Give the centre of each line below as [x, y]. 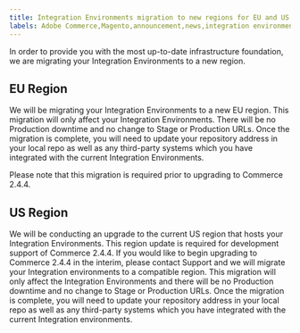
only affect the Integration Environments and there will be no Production [142, 281]
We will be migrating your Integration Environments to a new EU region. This [149, 110]
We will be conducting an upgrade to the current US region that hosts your [146, 234]
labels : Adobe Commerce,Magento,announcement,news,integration [129, 26]
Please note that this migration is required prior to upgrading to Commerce [146, 175]
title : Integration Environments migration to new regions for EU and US [150, 17]
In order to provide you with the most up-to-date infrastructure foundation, [146, 51]
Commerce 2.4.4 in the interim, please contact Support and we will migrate [147, 262]
